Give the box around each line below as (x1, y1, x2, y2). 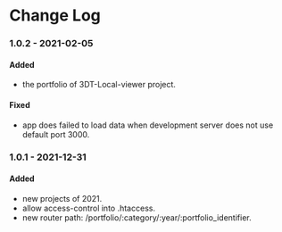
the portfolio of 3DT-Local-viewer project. (21, 79, 177, 90)
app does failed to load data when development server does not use (21, 120, 274, 130)
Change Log (9, 5, 101, 26)
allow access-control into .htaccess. (21, 203, 156, 213)
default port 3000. (21, 128, 90, 139)
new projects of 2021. (21, 193, 103, 203)
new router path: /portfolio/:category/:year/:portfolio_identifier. (21, 211, 252, 223)
